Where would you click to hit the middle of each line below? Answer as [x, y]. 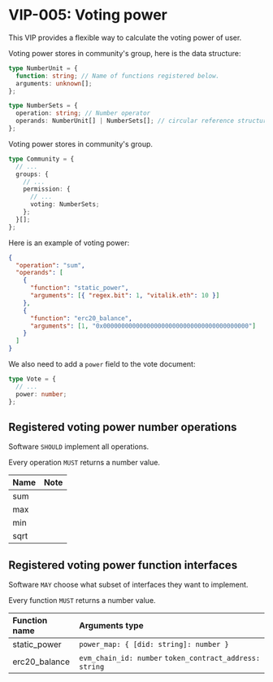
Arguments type [111, 626]
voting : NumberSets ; [65, 205]
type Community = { [41, 159]
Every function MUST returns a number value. [82, 601]
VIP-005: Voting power [88, 15]
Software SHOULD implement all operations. [79, 447]
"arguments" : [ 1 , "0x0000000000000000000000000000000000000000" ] [143, 326]
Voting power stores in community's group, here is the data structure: [125, 53]
